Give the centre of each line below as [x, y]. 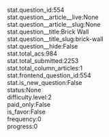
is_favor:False [26, 112]
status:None [24, 90]
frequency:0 [25, 119]
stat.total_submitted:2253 [43, 61]
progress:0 [22, 126]
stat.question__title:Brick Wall [48, 32]
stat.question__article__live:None [53, 17]
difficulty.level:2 [30, 97]
